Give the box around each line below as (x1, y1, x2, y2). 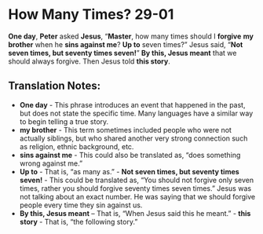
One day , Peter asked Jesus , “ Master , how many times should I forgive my (8, 31, 254, 41)
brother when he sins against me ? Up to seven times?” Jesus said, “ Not (8, 39, 243, 49)
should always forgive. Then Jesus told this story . (8, 57, 170, 66)
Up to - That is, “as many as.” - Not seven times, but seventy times (19, 166, 239, 176)
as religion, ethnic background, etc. (19, 141, 134, 151)
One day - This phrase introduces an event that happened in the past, (19, 100, 246, 109)
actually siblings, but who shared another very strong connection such (19, 133, 248, 143)
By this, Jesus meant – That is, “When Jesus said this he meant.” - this (19, 208, 251, 218)
